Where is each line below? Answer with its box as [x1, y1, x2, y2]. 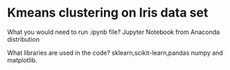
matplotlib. [7, 55, 38, 64]
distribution [7, 35, 40, 43]
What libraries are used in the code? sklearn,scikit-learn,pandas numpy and [7, 49, 223, 57]
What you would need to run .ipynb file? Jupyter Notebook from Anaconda [7, 28, 220, 36]
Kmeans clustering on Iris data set [7, 5, 209, 21]
